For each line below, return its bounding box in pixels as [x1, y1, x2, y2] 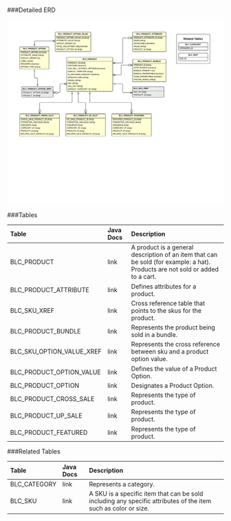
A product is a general [131, 243, 194, 252]
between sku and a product [131, 347, 209, 356]
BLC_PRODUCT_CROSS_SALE [10, 394, 95, 402]
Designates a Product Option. [131, 381, 214, 389]
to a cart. [131, 272, 157, 281]
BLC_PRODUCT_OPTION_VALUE [10, 368, 101, 376]
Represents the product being [131, 323, 215, 331]
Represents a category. [89, 480, 155, 488]
